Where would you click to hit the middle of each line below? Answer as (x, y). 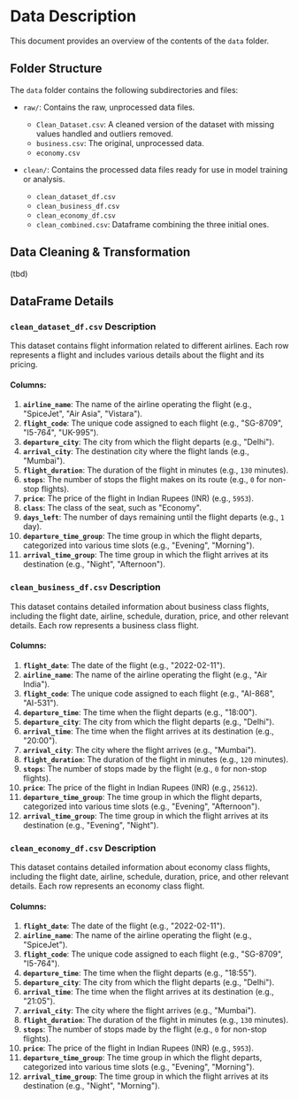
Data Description (73, 16)
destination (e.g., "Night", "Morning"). (91, 1086)
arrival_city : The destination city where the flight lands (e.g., (136, 451)
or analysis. (44, 179)
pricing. (24, 365)
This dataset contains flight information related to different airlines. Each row (149, 346)
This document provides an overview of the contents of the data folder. (140, 41)
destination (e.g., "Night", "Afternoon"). (94, 565)
